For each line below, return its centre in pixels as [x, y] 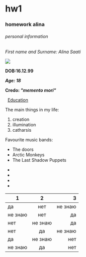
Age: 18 [13, 81]
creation [21, 119]
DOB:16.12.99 [19, 71]
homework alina [25, 25]
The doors [23, 150]
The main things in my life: [32, 110]
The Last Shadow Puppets [39, 160]
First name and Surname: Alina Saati [43, 52]
